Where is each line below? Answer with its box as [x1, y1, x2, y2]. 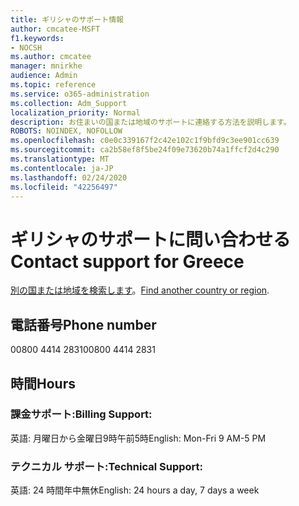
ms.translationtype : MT [10, 154, 110, 164]
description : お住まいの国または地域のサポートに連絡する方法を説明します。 [10, 117, 292, 127]
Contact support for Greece [10, 250, 245, 273]
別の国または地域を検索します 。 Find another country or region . [10, 284, 270, 296]
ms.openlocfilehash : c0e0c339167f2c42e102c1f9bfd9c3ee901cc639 [10, 136, 280, 146]
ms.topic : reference [10, 80, 97, 90]
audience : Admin [10, 71, 78, 81]
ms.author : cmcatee [10, 52, 92, 62]
